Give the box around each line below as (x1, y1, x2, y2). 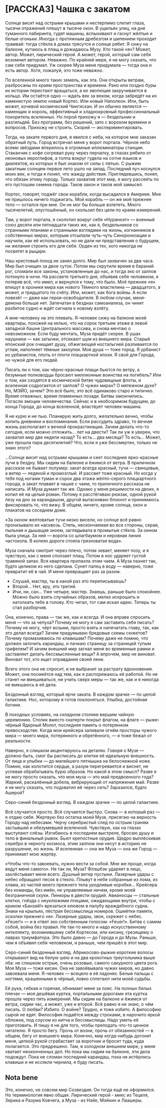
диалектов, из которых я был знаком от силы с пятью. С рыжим (5, 160, 141, 166)
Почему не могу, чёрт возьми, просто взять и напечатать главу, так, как (5, 624, 159, 631)
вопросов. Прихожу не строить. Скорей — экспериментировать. (5, 124, 144, 130)
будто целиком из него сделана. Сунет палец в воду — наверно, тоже (5, 563, 154, 569)
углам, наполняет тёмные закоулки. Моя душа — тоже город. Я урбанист (5, 346, 161, 352)
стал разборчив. (12, 604, 48, 610)
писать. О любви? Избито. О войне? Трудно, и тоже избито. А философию (5, 1006, 162, 1012)
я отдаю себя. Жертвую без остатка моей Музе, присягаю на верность (5, 814, 157, 820)
